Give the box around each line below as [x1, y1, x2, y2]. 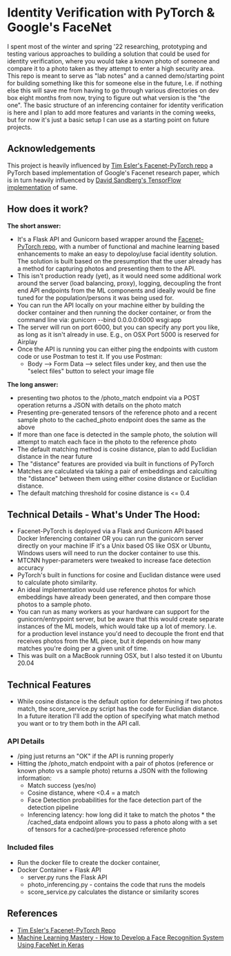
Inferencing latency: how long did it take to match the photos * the [27, 810, 216, 819]
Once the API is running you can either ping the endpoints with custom [17, 345, 219, 353]
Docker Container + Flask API [17, 866, 101, 874]
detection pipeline [27, 804, 79, 812]
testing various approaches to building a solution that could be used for [7, 50, 210, 58]
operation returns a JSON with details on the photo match [17, 401, 181, 409]
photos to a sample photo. [17, 600, 92, 608]
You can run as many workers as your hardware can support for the [17, 608, 210, 616]
